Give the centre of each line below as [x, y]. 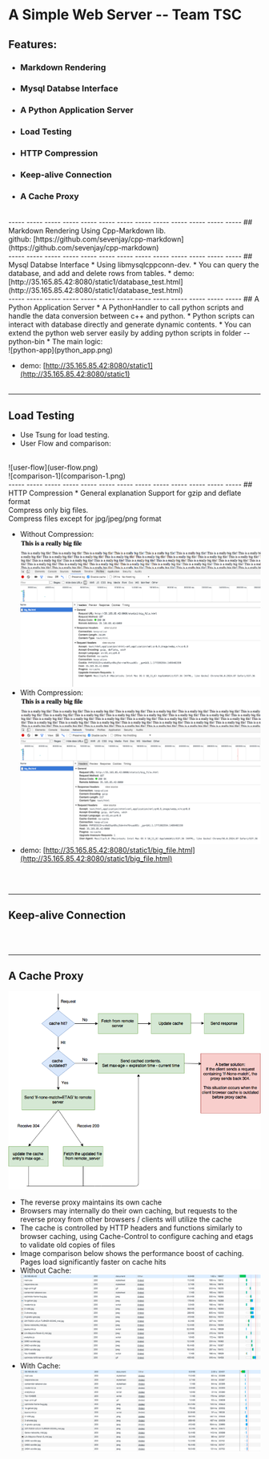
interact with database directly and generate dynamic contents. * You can [130, 325]
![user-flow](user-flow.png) [53, 468]
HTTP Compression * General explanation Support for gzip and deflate [125, 493]
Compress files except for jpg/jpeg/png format [85, 518]
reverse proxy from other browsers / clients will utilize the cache [126, 1219]
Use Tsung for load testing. [64, 435]
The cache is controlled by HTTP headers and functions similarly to [131, 1227]
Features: [33, 45]
